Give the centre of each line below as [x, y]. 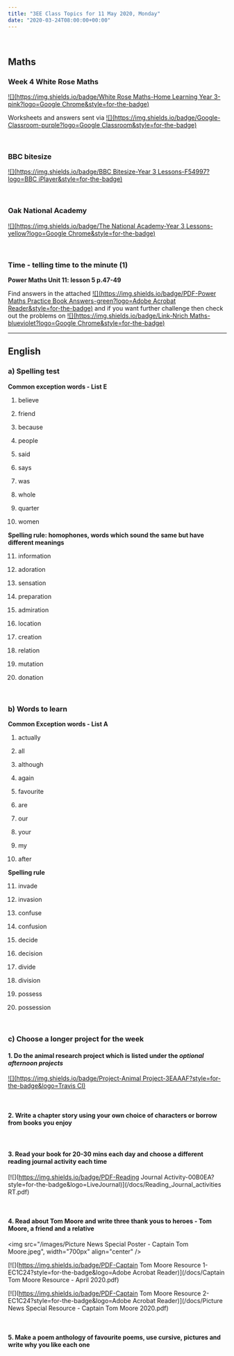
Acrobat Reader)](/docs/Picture [177, 1300]
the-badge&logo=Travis [42, 1086]
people [28, 440]
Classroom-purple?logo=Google [54, 125]
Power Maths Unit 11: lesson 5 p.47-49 [65, 280]
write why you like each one [49, 1345]
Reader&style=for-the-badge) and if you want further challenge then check [116, 309]
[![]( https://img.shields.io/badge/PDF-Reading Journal [85, 1177]
